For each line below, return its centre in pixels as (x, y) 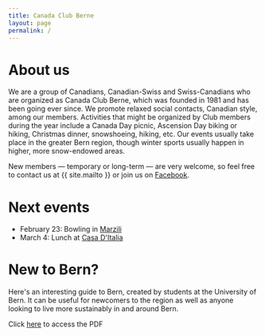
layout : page (30, 23)
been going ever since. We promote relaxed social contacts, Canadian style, (133, 109)
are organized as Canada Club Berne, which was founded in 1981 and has (129, 100)
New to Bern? (54, 270)
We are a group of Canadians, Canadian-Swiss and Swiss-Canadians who (129, 92)
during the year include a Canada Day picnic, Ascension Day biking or (123, 126)
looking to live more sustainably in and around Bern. (94, 309)
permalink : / (30, 30)
